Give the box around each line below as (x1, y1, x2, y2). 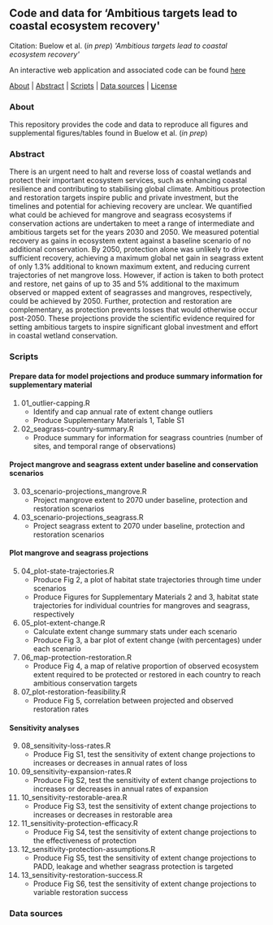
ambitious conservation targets (32, 678, 137, 688)
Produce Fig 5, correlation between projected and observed (32, 695, 234, 705)
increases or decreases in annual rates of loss (32, 759, 188, 768)
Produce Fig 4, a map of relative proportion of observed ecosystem (32, 661, 259, 671)
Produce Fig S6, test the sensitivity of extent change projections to (32, 879, 257, 888)
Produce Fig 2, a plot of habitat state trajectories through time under (32, 574, 262, 584)
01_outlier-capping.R (20, 398, 90, 408)
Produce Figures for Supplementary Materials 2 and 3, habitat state (32, 592, 259, 602)
